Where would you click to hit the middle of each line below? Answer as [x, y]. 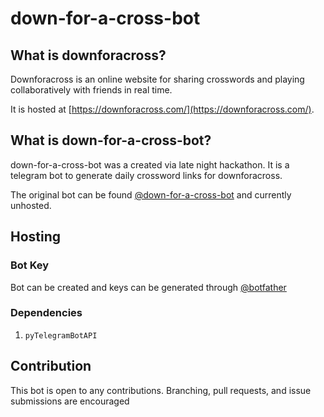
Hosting [36, 237]
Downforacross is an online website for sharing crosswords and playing [157, 79]
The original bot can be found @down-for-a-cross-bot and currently [151, 194]
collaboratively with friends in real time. [91, 90]
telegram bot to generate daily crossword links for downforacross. [146, 175]
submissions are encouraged [70, 401]
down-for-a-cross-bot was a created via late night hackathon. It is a [150, 164]
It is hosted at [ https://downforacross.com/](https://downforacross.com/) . [162, 109]
